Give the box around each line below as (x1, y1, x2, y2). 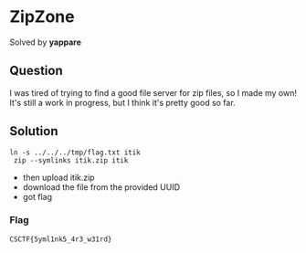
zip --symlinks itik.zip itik (13, 155, 129, 165)
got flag (22, 191, 53, 202)
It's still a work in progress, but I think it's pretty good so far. (9, 97, 236, 108)
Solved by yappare (9, 37, 82, 47)
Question (9, 63, 63, 79)
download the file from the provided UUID (22, 181, 181, 193)
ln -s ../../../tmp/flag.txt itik (9, 148, 142, 157)
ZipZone (9, 6, 75, 27)
